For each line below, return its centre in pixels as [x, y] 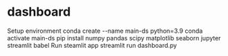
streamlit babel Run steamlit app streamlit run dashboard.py [92, 45]
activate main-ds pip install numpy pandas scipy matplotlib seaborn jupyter [114, 38]
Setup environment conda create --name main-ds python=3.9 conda [105, 31]
